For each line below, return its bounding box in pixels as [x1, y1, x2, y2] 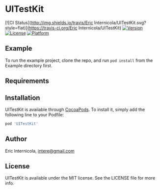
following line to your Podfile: [5, 111, 64, 117]
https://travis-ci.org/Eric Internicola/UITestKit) [28, 25, 122, 30]
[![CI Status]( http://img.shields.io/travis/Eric [5, 20, 93, 26]
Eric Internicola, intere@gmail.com [5, 148, 75, 154]
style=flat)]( [5, 25, 29, 30]
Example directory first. [5, 62, 53, 68]
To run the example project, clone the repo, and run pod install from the [5, 57, 153, 63]
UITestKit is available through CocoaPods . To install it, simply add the [5, 107, 145, 112]
